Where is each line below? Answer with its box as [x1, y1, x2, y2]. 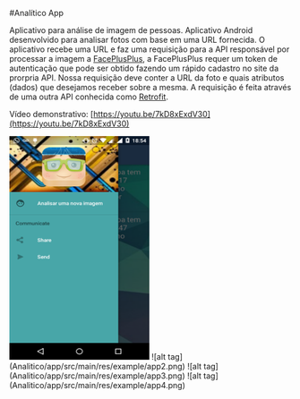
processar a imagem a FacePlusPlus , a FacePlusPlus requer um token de [9, 54, 278, 64]
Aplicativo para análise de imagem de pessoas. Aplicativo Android [9, 25, 253, 35]
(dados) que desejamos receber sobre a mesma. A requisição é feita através [9, 82, 292, 92]
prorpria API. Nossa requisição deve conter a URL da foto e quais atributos [9, 72, 285, 83]
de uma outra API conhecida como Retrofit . [9, 91, 168, 102]
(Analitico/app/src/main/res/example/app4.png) [9, 380, 186, 390]
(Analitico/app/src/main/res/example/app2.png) [9, 361, 185, 371]
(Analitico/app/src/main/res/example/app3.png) [9, 370, 185, 381]
